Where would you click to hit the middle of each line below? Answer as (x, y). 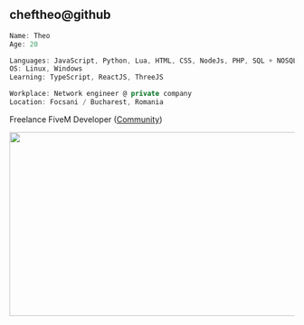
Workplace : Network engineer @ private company (101, 94)
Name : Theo (30, 35)
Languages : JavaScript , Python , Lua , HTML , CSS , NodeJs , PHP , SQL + (141, 61)
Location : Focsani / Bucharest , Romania (87, 102)
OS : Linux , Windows (46, 69)
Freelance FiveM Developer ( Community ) (86, 119)
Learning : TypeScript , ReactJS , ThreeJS (87, 77)
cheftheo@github (60, 15)
